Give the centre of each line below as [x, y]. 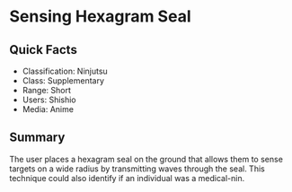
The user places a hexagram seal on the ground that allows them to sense [146, 159]
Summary [37, 138]
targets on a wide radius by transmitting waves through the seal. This [137, 169]
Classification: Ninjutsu [65, 71]
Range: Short [47, 90]
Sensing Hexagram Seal [100, 17]
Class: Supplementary [63, 81]
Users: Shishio [49, 100]
